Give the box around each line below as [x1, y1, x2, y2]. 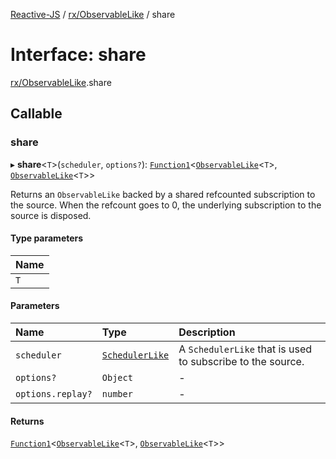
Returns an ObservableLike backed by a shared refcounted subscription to [10, 188, 316, 200]
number [101, 389, 133, 400]
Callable [10, 105, 63, 123]
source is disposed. [10, 209, 92, 221]
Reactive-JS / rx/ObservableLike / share [10, 9, 176, 20]
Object [101, 372, 133, 384]
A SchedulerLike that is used [178, 342, 313, 356]
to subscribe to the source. [178, 355, 305, 369]
